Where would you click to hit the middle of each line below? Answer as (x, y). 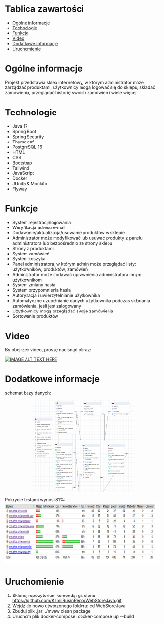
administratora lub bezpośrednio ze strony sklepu (62, 243)
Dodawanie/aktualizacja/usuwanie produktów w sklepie (68, 232)
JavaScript (23, 173)
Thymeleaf (23, 142)
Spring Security (28, 137)
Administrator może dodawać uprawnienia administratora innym (77, 274)
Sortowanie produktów (35, 316)
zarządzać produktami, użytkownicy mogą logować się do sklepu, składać (80, 87)
